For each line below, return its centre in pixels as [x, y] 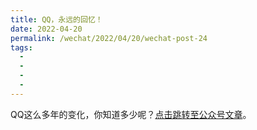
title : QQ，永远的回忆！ [56, 19]
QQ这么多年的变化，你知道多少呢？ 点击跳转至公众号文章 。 [131, 114]
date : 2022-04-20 [46, 29]
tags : [21, 47]
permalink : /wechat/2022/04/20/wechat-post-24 [109, 38]
